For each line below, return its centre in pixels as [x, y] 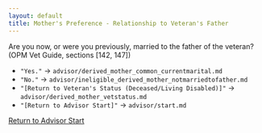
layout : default [35, 16]
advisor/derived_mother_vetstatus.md [83, 97]
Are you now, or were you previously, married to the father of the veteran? [131, 46]
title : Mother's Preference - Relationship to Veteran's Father [119, 23]
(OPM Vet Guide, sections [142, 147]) [70, 55]
